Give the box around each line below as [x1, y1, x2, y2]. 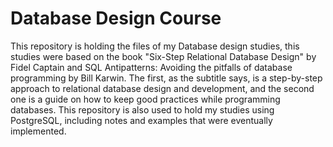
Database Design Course [10, 7, 222, 30]
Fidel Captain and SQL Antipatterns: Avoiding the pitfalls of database [10, 61, 293, 73]
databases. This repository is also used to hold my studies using [10, 103, 275, 116]
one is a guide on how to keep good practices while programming [10, 93, 281, 105]
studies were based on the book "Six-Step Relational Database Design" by [10, 50, 317, 62]
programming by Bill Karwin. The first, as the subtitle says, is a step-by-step [10, 72, 323, 84]
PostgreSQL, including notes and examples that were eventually [10, 114, 273, 126]
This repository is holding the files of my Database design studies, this [10, 40, 300, 52]
